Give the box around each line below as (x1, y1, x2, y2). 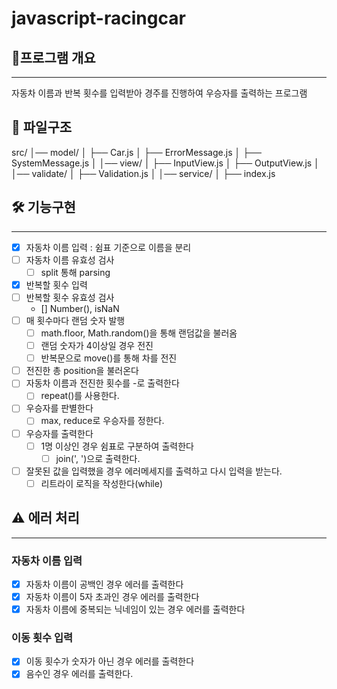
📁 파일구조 (11, 119, 73, 136)
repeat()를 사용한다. (40, 390, 120, 402)
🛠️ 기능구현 (11, 199, 76, 216)
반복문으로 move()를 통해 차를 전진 (40, 352, 178, 364)
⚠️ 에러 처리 (11, 510, 80, 527)
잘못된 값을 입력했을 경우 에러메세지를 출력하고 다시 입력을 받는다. (25, 465, 283, 477)
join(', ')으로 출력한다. (55, 452, 141, 464)
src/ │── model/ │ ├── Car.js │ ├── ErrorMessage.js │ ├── (11, 146, 262, 158)
